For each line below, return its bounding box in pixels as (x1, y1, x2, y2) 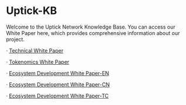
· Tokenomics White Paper (6, 58, 70, 65)
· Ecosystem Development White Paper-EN (6, 69, 109, 76)
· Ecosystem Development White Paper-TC (6, 92, 109, 99)
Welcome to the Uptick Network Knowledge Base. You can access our (6, 23, 175, 30)
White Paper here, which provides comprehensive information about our (6, 29, 180, 36)
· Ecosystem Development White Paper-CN (6, 80, 110, 88)
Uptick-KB (6, 4, 57, 17)
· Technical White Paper (6, 47, 64, 54)
